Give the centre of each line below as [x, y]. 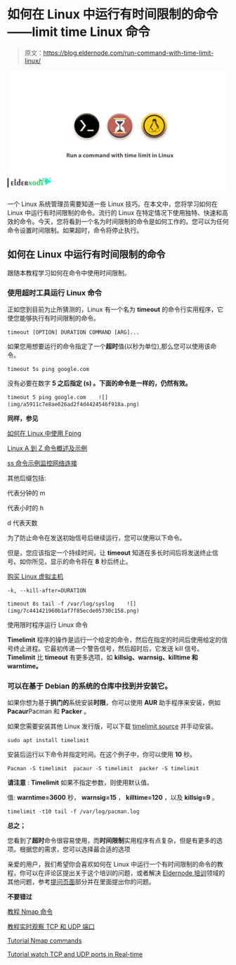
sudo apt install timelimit [48, 741]
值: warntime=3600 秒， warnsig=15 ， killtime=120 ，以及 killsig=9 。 [113, 798]
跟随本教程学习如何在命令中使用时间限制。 [69, 273]
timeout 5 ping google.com [47, 398]
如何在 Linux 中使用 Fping [44, 434]
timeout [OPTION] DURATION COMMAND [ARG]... [73, 332]
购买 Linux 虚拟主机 [35, 576]
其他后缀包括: [27, 478]
